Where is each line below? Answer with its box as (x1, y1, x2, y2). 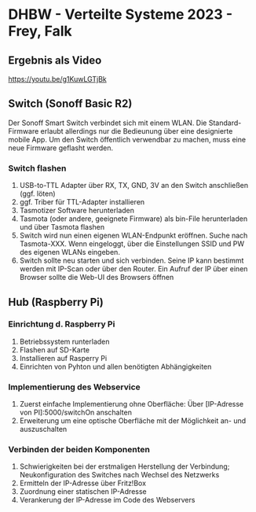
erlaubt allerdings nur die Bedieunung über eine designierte (40, 126, 233, 135)
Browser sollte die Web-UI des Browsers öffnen (19, 273, 174, 282)
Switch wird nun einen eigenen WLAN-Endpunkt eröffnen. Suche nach (19, 230, 248, 241)
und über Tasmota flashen (19, 223, 104, 232)
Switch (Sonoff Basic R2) (8, 97, 133, 111)
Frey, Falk (8, 22, 72, 40)
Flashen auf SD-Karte (19, 344, 90, 355)
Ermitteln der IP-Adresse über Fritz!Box (19, 478, 147, 488)
